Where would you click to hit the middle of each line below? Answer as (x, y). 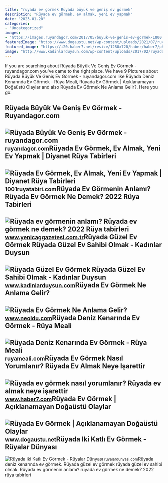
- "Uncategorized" (24, 28)
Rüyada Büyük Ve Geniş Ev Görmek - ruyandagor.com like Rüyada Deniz (80, 76)
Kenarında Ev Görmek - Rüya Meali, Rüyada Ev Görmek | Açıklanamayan (80, 82)
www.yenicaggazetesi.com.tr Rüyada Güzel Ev (71, 237)
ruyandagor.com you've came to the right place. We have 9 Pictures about (82, 71)
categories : (17, 24)
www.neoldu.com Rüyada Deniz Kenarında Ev (73, 318)
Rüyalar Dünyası (31, 447)
